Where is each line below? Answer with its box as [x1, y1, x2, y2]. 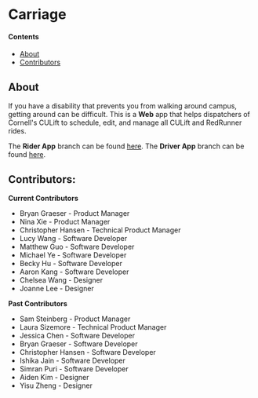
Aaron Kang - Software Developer [19, 267, 129, 276]
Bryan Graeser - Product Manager [19, 209, 130, 218]
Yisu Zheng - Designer [19, 381, 93, 390]
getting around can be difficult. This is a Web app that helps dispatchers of [8, 110, 251, 119]
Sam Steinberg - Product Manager [19, 314, 131, 323]
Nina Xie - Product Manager [19, 217, 111, 227]
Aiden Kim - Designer [19, 373, 89, 382]
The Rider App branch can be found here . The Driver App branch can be [8, 141, 245, 151]
